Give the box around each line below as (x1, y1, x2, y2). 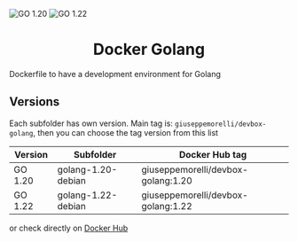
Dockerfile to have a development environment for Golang (9, 68, 222, 79)
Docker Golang (92, 40, 206, 59)
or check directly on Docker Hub (9, 222, 129, 233)
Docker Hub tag (178, 148, 247, 160)
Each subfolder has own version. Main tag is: (9, 118, 173, 129)
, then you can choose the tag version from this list (32, 127, 219, 137)
